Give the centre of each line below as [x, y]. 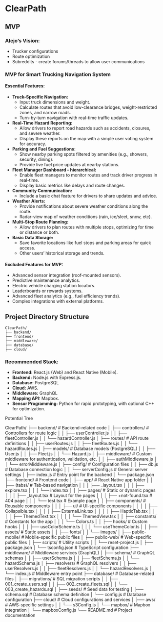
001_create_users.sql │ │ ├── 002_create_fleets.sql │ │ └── [66, 584]
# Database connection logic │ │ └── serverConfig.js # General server [76, 470]
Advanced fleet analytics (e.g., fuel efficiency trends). [66, 296]
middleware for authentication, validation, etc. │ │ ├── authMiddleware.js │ [81, 459]
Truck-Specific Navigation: [40, 97]
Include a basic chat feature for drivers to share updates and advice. [88, 196]
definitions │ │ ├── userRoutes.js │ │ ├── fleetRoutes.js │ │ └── [71, 444]
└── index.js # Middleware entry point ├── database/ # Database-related [80, 573]
